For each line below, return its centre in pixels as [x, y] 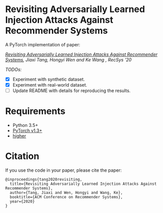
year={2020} [22, 201]
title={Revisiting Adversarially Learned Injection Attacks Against [83, 184]
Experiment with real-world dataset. [50, 85]
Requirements [35, 111]
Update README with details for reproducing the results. [71, 91]
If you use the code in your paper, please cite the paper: [64, 170]
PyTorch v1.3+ [27, 131]
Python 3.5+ [25, 125]
